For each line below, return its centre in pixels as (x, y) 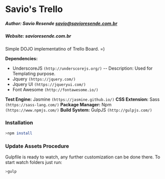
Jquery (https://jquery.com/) (44, 79)
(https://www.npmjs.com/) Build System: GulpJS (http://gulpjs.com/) (79, 110)
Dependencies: (22, 58)
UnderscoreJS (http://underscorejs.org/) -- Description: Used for (82, 68)
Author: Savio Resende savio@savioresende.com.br (61, 23)
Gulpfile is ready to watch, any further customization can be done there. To (83, 157)
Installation (19, 123)
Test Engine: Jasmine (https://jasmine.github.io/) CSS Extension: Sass (82, 99)
